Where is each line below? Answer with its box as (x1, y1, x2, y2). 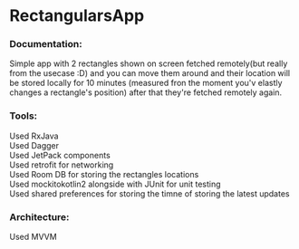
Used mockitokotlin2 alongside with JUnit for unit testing (9, 178, 221, 189)
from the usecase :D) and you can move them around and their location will (9, 68, 291, 79)
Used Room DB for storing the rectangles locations (9, 168, 199, 179)
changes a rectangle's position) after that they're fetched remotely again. (9, 87, 283, 98)
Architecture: (9, 210, 70, 223)
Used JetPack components (9, 149, 111, 160)
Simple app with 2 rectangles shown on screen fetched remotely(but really (9, 58, 288, 69)
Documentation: (9, 38, 83, 51)
